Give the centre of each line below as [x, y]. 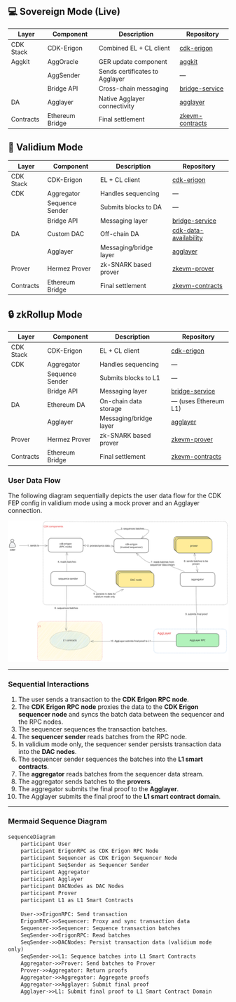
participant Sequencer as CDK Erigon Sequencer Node [99, 858]
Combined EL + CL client [134, 48]
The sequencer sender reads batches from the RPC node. [103, 737]
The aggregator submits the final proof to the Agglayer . [98, 789]
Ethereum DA [66, 405]
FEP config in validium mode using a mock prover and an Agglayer [104, 503]
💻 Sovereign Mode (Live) [64, 12]
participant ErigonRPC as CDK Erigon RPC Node [90, 851]
